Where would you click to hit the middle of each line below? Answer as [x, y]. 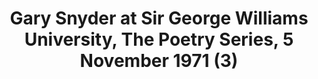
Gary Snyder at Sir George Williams [159, 18]
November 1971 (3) [159, 61]
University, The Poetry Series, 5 [159, 39]
